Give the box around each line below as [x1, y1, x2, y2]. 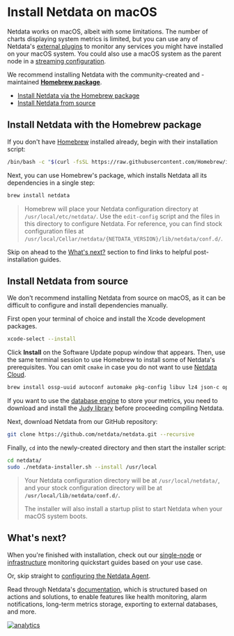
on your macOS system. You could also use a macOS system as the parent [7, 50, 221, 58]
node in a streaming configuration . [7, 56, 107, 65]
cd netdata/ [7, 457, 42, 464]
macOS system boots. [24, 512, 88, 520]
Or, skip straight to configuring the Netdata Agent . [7, 571, 151, 580]
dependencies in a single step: [7, 179, 95, 187]
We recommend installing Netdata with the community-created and [7, 70, 200, 79]
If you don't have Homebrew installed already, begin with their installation [7, 137, 218, 146]
